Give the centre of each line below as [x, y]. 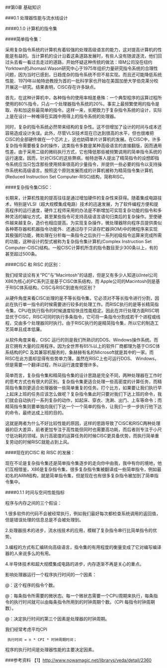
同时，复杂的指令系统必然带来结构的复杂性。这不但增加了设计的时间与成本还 [83, 127]
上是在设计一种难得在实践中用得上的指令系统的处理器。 [62, 116]
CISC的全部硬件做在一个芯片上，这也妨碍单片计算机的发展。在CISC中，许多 [83, 139]
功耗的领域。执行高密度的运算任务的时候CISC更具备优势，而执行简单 [84, 436]
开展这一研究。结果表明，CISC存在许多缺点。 [52, 87]
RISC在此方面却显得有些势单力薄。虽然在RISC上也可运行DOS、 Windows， [82, 358]
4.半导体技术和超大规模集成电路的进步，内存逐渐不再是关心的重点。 [75, 564]
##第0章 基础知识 [23, 7]
